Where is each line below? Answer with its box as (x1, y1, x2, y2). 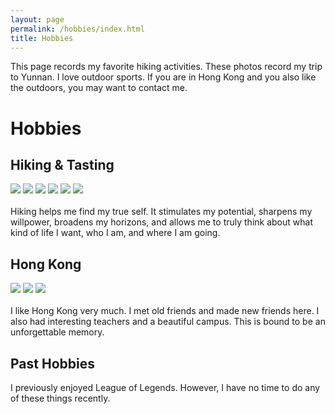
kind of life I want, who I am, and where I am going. (10, 227, 221, 239)
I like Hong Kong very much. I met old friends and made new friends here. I (10, 305, 320, 317)
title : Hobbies (10, 33, 74, 43)
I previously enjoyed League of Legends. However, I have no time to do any (10, 382, 321, 393)
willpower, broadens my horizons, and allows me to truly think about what (10, 216, 313, 228)
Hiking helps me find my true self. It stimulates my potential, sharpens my (10, 206, 313, 218)
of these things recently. (10, 392, 111, 404)
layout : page (10, 14, 65, 25)
